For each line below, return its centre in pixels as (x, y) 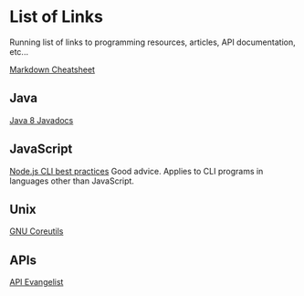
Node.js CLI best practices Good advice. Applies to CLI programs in (136, 171)
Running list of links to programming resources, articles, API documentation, (152, 42)
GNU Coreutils (37, 231)
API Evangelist (37, 282)
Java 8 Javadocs (42, 120)
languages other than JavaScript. (72, 181)
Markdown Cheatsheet (52, 69)
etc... (19, 51)
